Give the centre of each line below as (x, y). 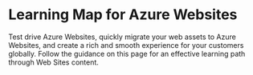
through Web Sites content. (53, 62)
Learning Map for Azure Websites (123, 15)
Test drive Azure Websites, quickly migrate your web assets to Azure (122, 37)
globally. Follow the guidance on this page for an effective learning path (127, 53)
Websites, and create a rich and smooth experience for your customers (126, 45)
